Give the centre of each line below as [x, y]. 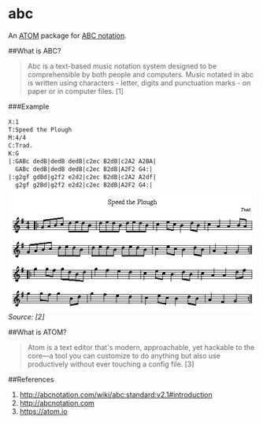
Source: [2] [26, 317]
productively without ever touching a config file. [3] [111, 364]
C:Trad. [21, 145]
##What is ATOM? [37, 333]
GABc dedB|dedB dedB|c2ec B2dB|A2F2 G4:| [84, 169]
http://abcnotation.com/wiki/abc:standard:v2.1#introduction [116, 395]
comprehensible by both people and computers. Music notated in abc [141, 74]
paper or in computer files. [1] [76, 91]
